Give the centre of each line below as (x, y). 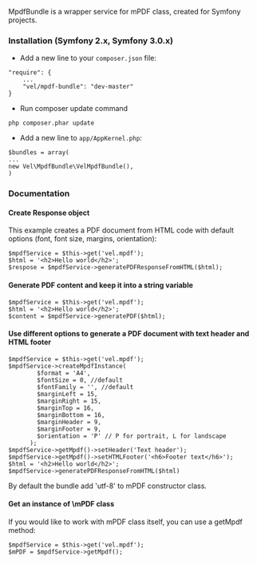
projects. (23, 20)
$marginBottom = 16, (71, 415)
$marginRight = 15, (69, 401)
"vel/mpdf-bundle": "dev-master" (78, 87)
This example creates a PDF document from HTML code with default (121, 230)
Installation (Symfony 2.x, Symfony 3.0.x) (91, 41)
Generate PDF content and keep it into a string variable (101, 285)
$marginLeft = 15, (67, 394)
